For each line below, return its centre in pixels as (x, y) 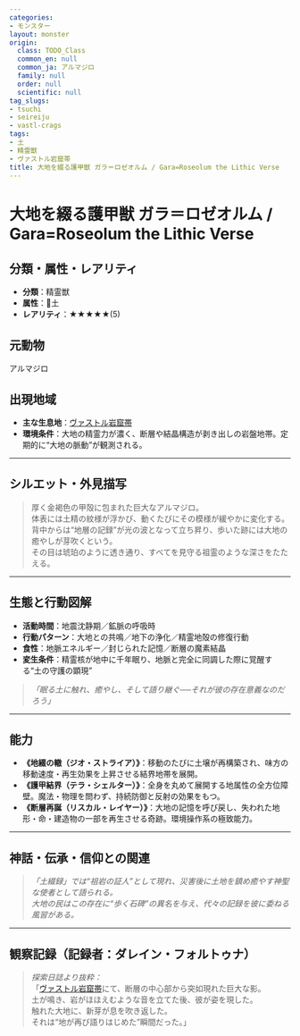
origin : (24, 42)
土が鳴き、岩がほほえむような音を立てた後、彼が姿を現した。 (144, 1000)
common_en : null (47, 59)
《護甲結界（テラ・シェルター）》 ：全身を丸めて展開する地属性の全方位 (151, 785)
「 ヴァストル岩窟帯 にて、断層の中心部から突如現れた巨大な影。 (148, 989)
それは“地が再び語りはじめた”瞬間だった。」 (111, 1022)
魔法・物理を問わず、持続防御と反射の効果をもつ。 (131, 796)
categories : (31, 17)
